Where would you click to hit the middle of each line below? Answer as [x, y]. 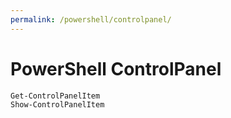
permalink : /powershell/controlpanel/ [91, 19]
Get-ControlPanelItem [55, 96]
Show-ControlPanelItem [57, 104]
